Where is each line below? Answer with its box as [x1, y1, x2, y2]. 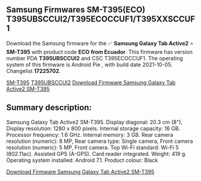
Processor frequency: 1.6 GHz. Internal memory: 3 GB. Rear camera [6, 131, 173, 138]
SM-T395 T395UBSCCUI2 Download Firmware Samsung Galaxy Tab [6, 79, 176, 86]
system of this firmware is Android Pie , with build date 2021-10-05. [6, 61, 173, 68]
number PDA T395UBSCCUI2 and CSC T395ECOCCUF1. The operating [6, 54, 183, 62]
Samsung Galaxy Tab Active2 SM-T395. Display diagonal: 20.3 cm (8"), [6, 118, 183, 125]
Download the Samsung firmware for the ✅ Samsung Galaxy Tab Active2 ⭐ [6, 39, 194, 47]
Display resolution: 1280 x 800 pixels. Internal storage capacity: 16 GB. [6, 125, 181, 132]
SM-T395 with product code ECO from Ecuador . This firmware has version [6, 48, 193, 56]
